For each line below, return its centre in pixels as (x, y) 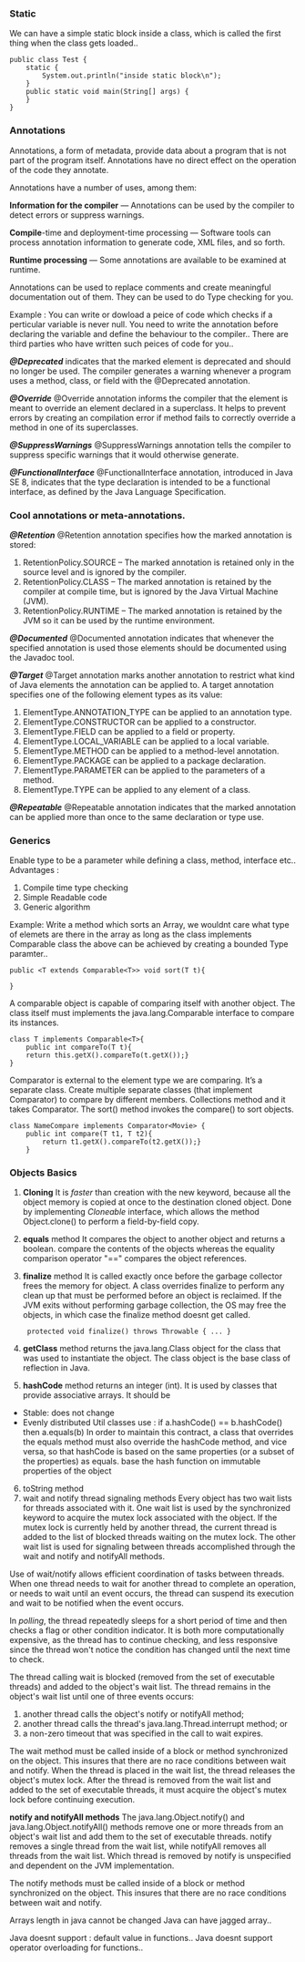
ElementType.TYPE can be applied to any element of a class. (137, 789)
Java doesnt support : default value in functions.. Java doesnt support (141, 1938)
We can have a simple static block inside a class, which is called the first (145, 34)
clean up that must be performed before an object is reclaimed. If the (152, 1296)
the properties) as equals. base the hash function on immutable (142, 1462)
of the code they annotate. (59, 169)
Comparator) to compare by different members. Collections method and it (147, 1100)
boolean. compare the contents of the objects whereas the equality (149, 1249)
